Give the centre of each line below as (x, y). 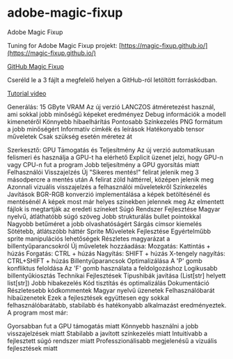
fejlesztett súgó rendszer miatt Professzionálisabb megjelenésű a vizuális (112, 341)
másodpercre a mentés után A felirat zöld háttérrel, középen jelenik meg (111, 179)
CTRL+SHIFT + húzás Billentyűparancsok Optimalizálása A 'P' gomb (105, 261)
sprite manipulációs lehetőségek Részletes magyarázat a (89, 239)
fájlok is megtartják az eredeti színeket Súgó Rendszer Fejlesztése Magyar (114, 209)
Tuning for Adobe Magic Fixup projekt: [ (64, 45)
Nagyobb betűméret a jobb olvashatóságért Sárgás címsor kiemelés (105, 223)
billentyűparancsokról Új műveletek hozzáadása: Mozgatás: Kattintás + (109, 246)
